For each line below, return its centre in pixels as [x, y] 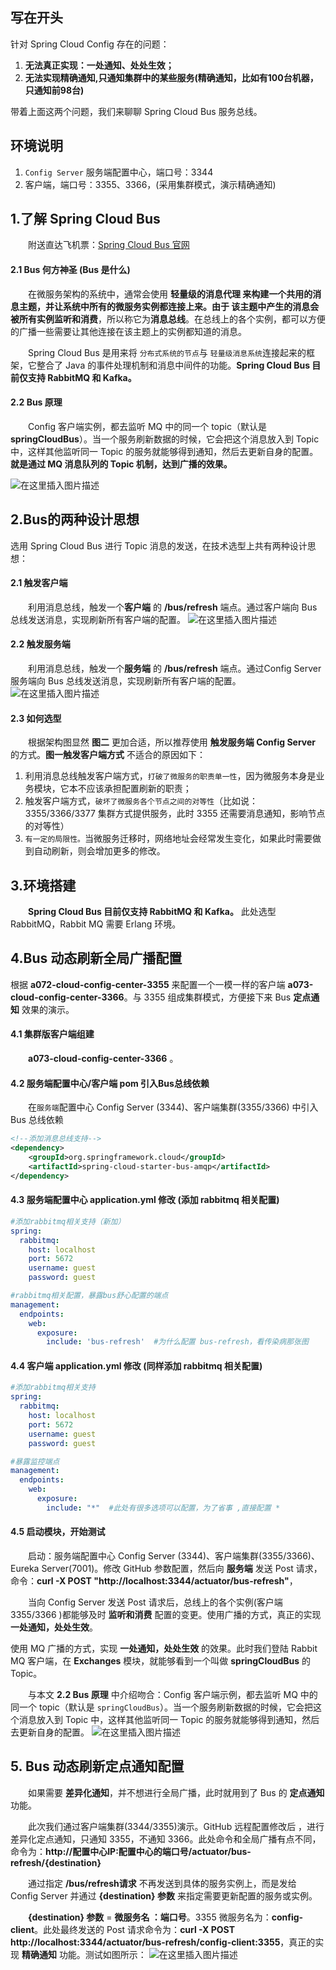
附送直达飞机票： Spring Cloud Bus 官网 [109, 245]
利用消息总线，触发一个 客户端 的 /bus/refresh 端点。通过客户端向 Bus [173, 607]
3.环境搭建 [43, 885]
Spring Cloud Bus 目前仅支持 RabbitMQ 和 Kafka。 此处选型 [152, 912]
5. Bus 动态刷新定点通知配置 [97, 1766]
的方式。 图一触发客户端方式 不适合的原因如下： [108, 755]
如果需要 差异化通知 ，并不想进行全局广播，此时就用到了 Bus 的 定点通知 [176, 1792]
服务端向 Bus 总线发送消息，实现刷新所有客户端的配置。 [126, 681]
